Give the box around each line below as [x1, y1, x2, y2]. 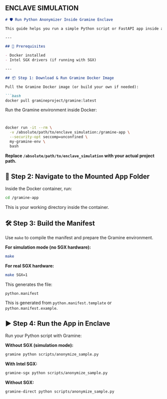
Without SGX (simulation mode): [5, 342, 74, 348]
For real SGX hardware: [5, 263, 55, 269]
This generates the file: [5, 281, 53, 287]
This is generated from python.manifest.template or [5, 300, 112, 306]
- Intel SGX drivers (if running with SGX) [5, 58, 97, 63]
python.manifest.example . [5, 305, 58, 311]
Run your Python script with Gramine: [5, 332, 82, 338]
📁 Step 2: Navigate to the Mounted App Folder [5, 172, 150, 181]
